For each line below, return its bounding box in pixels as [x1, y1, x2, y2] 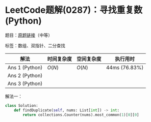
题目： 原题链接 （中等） [5, 32, 52, 38]
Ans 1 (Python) [7, 64, 43, 71]
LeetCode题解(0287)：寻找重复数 [5, 4, 143, 16]
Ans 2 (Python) [7, 72, 43, 79]
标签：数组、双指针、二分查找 [5, 42, 65, 48]
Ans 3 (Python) [7, 80, 43, 87]
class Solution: [5, 103, 38, 108]
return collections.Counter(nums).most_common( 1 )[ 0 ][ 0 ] [23, 112, 139, 117]
